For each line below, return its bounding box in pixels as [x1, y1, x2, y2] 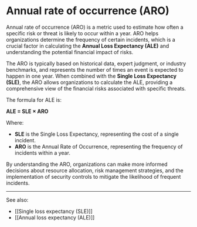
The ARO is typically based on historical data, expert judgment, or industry [6, 60, 186, 67]
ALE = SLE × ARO [6, 108, 49, 115]
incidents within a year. [14, 149, 70, 156]
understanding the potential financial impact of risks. [6, 48, 134, 55]
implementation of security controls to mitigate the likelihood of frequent [6, 173, 181, 180]
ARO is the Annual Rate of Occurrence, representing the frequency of [14, 143, 183, 150]
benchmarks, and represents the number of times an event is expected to [6, 66, 184, 73]
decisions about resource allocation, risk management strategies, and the [6, 166, 184, 174]
